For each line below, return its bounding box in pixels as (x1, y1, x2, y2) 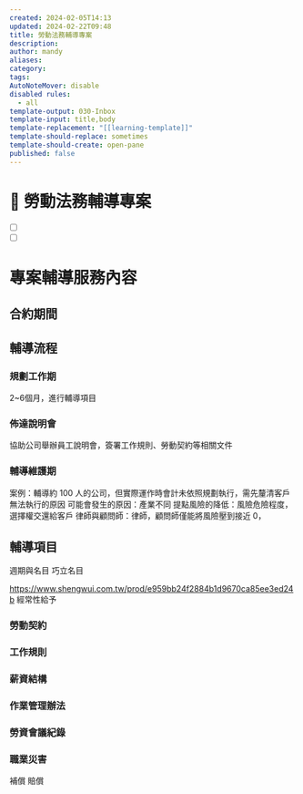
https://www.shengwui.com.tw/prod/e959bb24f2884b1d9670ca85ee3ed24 (9, 583, 294, 594)
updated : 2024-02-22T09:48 (9, 22, 112, 31)
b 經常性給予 (9, 594, 57, 605)
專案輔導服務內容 (9, 267, 138, 288)
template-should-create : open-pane (9, 140, 145, 150)
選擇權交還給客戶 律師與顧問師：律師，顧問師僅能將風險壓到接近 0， (9, 510, 267, 521)
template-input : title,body (9, 115, 116, 124)
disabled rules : (9, 89, 71, 98)
